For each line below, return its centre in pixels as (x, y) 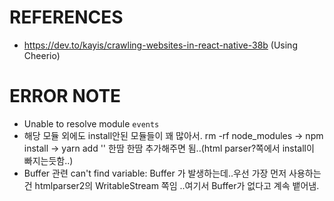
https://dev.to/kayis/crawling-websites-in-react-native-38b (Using (160, 45)
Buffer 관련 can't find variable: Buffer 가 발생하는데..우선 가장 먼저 (155, 173)
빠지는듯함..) (48, 160)
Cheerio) (42, 55)
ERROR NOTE (65, 96)
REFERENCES (66, 17)
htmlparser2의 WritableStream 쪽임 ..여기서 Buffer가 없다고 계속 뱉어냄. (177, 185)
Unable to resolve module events (91, 123)
